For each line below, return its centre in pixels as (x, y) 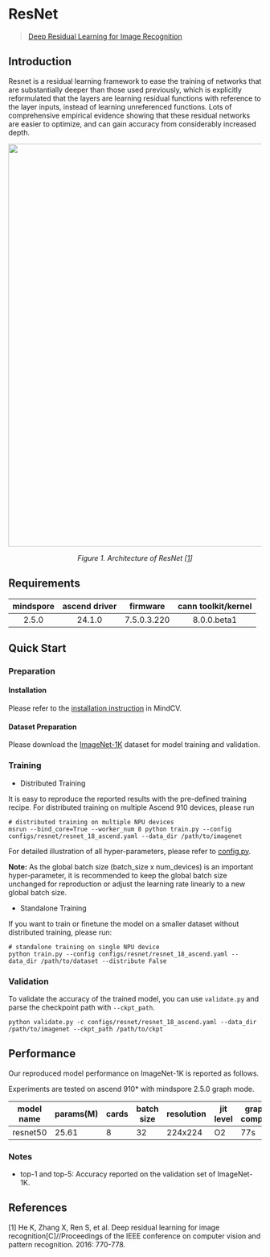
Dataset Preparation (43, 727)
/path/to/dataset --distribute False (104, 961)
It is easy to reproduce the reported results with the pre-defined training (128, 799)
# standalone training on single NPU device (84, 947)
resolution (186, 1114)
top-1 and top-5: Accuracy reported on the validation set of (118, 1174)
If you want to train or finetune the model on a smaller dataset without (124, 923)
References (38, 1208)
